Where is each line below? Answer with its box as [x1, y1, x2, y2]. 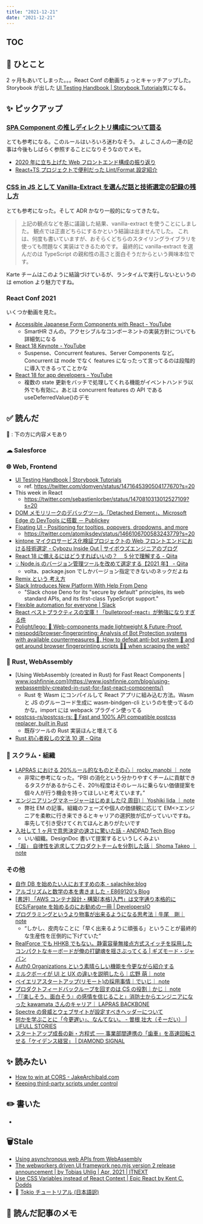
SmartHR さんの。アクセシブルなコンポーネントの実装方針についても [24, 327, 196, 335]
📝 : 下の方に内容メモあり [6, 430, 68, 438]
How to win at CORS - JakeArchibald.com [15, 1073, 119, 1081]
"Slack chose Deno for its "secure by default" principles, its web [24, 588, 185, 596]
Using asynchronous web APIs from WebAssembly [15, 1155, 142, 1163]
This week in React [15, 489, 63, 497]
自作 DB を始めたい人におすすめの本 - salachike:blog [15, 880, 147, 887]
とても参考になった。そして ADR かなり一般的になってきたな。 [6, 207, 162, 214]
